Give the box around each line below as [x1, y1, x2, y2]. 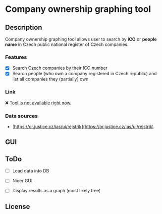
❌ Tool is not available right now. [5, 100, 72, 106]
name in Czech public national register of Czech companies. [5, 42, 129, 47]
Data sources [5, 112, 38, 119]
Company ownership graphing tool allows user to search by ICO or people [5, 36, 157, 42]
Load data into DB [12, 168, 50, 174]
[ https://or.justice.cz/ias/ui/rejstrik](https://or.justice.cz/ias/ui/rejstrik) [12, 124, 154, 129]
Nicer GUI [12, 178, 33, 184]
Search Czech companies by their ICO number [12, 65, 108, 71]
